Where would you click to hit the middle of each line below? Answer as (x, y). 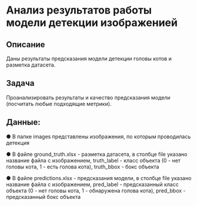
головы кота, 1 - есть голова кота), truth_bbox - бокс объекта (83, 167)
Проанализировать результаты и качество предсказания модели (88, 97)
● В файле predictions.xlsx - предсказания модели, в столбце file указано (99, 178)
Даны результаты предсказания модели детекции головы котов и (89, 59)
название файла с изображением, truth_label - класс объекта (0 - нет (94, 160)
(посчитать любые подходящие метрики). (59, 104)
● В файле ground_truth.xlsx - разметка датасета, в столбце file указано (97, 154)
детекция (18, 142)
